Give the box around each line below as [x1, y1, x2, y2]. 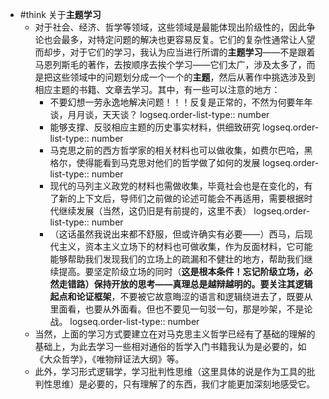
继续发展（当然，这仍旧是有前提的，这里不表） [58, 205, 252, 217]
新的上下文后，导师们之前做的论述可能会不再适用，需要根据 [58, 193, 305, 204]
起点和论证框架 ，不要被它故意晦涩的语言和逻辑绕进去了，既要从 [49, 291, 313, 302]
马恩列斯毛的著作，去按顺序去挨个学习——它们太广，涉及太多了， [34, 59, 307, 70]
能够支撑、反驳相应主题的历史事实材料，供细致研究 [49, 121, 261, 133]
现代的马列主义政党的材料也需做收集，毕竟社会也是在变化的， [49, 180, 305, 192]
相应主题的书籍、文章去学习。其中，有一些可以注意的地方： [34, 84, 281, 95]
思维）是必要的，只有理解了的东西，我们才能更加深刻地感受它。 [52, 378, 316, 390]
